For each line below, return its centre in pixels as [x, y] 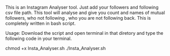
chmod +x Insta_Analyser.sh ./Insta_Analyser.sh [56, 48]
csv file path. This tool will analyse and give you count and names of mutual [85, 13]
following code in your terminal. [39, 38]
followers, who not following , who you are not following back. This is [78, 18]
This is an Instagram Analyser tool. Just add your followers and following [82, 7]
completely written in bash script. [40, 23]
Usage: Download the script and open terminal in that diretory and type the [84, 33]
